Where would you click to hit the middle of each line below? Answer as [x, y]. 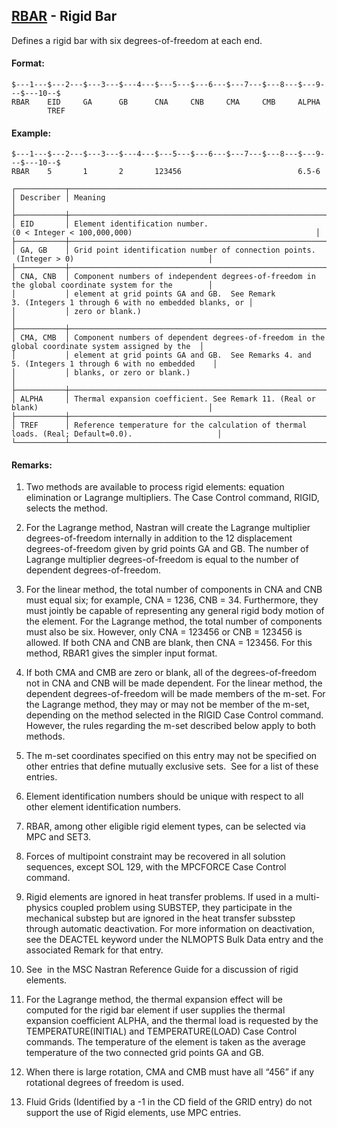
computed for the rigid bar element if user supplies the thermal [155, 1010]
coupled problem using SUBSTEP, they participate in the [176, 908]
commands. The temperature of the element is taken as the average [165, 1042]
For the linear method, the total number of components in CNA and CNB [174, 590]
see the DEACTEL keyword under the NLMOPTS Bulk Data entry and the [174, 940]
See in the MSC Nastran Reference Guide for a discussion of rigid [162, 970]
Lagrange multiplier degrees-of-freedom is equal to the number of [162, 560]
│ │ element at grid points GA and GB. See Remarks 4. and [161, 355]
